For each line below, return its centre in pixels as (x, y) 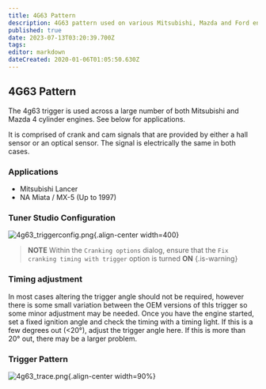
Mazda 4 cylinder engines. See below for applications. (97, 119)
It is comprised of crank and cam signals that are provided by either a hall (128, 134)
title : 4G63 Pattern (42, 15)
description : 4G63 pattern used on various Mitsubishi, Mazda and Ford (129, 23)
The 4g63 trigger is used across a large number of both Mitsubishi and (123, 111)
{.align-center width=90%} (112, 376)
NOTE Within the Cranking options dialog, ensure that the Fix (128, 251)
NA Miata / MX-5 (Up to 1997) (68, 197)
